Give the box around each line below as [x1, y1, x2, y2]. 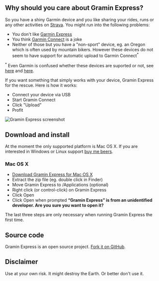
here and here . [5, 68, 34, 74]
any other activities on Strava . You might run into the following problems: [5, 22, 150, 28]
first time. [5, 217, 24, 223]
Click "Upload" [12, 102, 42, 108]
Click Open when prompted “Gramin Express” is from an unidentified [12, 197, 153, 203]
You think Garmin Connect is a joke [12, 36, 82, 42]
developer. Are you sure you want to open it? [12, 203, 104, 208]
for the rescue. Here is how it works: [5, 82, 77, 89]
